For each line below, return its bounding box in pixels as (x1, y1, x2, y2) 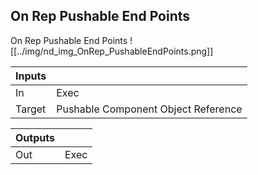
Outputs (15, 130, 55, 144)
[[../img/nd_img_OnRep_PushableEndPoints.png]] (10, 45, 214, 57)
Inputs (15, 69, 47, 83)
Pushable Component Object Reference (56, 102, 243, 116)
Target (15, 102, 47, 116)
